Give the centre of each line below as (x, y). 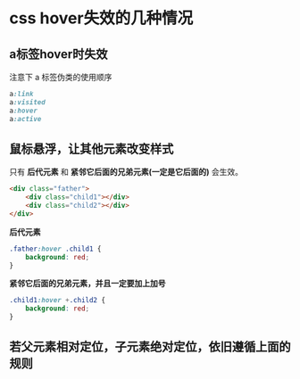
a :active (25, 119)
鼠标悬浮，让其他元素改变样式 (92, 148)
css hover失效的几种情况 (101, 18)
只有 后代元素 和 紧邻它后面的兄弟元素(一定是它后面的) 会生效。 (126, 172)
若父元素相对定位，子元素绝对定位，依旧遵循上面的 (150, 347)
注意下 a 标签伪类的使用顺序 (61, 77)
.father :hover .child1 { (55, 249)
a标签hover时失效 (59, 54)
